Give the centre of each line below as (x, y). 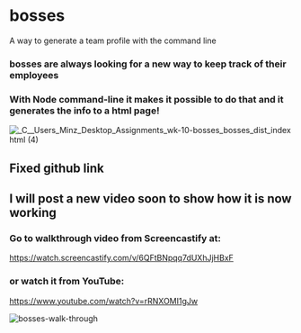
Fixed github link (57, 168)
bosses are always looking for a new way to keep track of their (148, 64)
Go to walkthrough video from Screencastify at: (115, 238)
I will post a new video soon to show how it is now (150, 198)
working (33, 212)
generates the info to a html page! (84, 111)
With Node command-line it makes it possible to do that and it (146, 99)
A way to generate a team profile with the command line (113, 40)
